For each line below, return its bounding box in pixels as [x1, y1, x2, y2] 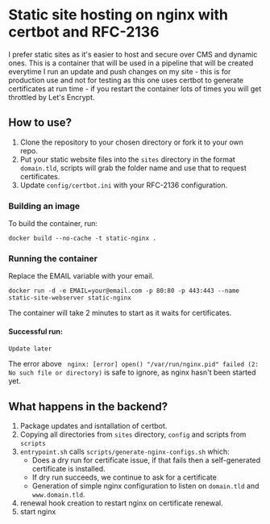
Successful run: [8, 326, 63, 336]
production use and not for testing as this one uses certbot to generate [8, 75, 244, 85]
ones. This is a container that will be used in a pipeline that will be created [8, 58, 254, 68]
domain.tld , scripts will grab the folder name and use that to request [19, 163, 247, 173]
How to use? [8, 115, 73, 130]
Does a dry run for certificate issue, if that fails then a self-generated [31, 455, 261, 465]
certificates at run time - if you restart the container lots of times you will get [8, 83, 262, 94]
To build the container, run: [8, 219, 98, 228]
